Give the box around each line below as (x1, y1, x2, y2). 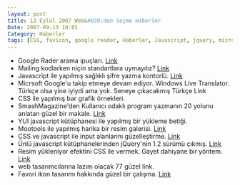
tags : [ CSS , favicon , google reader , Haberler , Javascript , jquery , (7, 37, 216, 44)
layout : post (7, 10, 46, 18)
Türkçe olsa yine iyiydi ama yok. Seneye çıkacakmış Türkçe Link (17, 87, 207, 95)
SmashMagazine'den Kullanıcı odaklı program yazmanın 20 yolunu (17, 102, 214, 110)
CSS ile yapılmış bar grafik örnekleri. (17, 94, 125, 103)
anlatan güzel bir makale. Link (17, 110, 106, 118)
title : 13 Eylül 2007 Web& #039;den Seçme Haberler (7, 17, 161, 24)
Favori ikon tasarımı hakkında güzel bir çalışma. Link (17, 170, 171, 179)
